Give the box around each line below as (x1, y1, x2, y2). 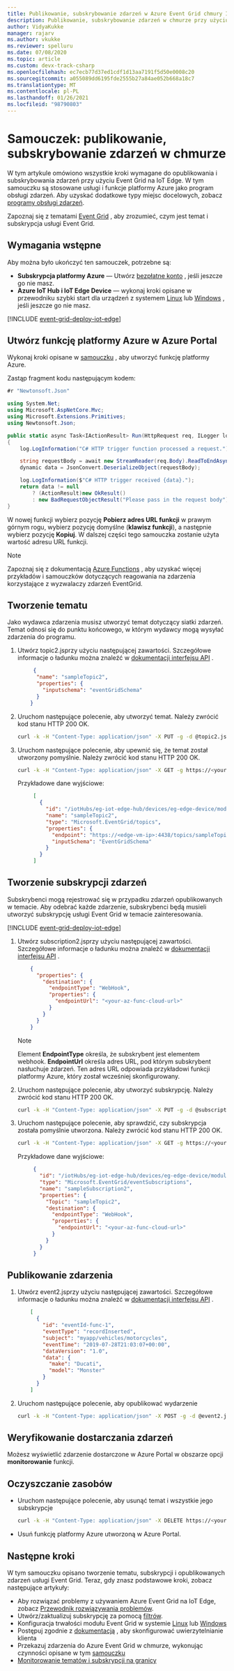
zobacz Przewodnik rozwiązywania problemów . (17, 1604, 154, 1612)
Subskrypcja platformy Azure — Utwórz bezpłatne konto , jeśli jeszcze (17, 271, 223, 279)
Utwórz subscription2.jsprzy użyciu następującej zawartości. (17, 937, 193, 945)
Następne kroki (7, 1550, 75, 1562)
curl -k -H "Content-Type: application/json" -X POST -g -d (17, 1412, 196, 1419)
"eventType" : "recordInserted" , (42, 1328, 136, 1335)
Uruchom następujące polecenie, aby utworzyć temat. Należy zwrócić (17, 712, 219, 721)
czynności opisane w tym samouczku (17, 1649, 125, 1657)
